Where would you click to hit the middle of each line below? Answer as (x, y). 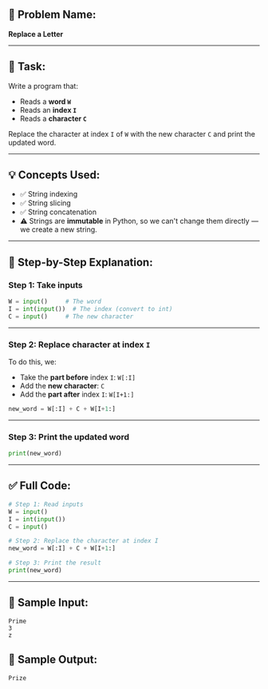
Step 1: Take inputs (45, 285)
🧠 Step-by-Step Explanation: (81, 262)
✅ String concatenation (58, 212)
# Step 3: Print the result (55, 563)
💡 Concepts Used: (54, 175)
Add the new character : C (62, 386)
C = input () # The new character (71, 317)
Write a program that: (43, 86)
